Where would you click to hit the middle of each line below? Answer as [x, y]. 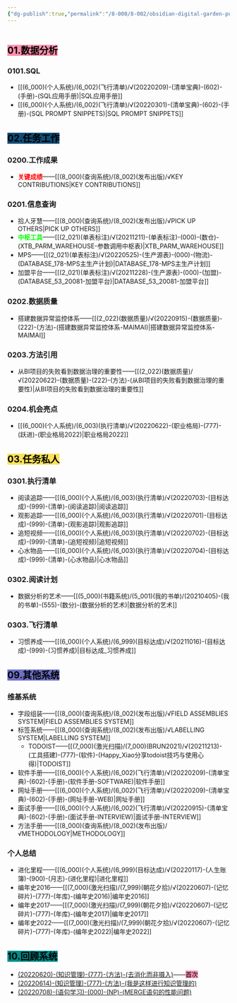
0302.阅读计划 [32, 579]
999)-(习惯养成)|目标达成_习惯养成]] [84, 651]
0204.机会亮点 [32, 409]
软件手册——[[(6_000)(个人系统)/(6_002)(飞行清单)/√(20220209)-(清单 [120, 773]
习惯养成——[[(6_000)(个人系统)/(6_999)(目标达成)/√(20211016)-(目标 [119, 642]
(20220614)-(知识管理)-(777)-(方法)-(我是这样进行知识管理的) [107, 983]
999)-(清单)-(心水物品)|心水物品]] [80, 559]
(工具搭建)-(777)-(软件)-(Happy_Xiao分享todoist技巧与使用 [113, 755]
